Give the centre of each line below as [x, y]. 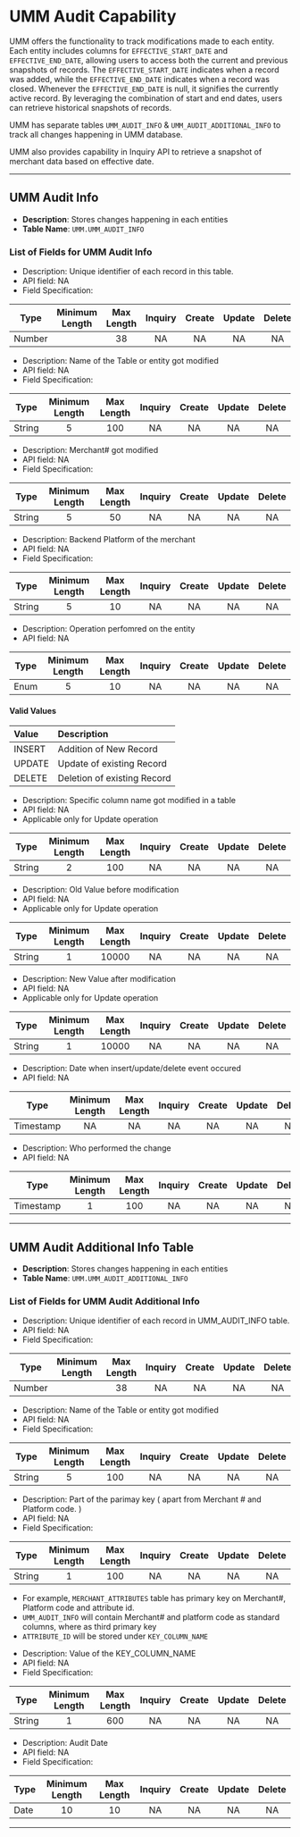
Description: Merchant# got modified [90, 450]
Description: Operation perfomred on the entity [108, 629]
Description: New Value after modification [99, 979]
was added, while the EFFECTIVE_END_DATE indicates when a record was [140, 79]
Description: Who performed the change [96, 1148]
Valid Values [33, 710]
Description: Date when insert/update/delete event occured [132, 1069]
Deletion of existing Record [114, 778]
